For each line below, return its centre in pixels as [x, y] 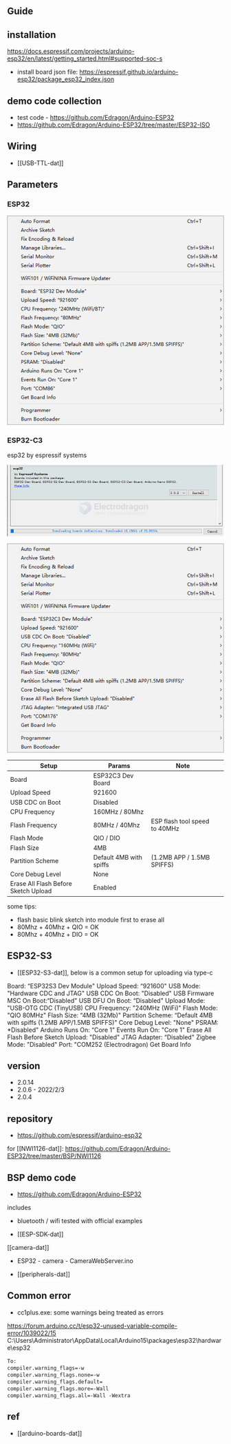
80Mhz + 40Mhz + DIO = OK [58, 934]
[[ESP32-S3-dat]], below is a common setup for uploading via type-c [115, 973]
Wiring [22, 146]
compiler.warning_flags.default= [55, 1382]
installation [32, 35]
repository [30, 1119]
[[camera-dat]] [28, 1248]
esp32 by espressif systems [47, 455]
